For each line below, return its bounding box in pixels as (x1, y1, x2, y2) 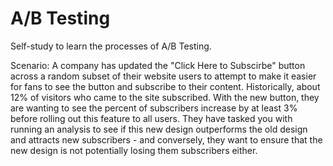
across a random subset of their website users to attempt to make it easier (10, 70, 317, 82)
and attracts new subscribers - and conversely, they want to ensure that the (10, 133, 323, 146)
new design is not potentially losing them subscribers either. (10, 144, 258, 156)
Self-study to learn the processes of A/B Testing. (10, 40, 212, 52)
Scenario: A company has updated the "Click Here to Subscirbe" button (10, 59, 306, 71)
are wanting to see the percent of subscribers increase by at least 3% (10, 102, 298, 114)
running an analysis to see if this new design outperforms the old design (10, 123, 308, 135)
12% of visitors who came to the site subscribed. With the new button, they (10, 91, 320, 103)
